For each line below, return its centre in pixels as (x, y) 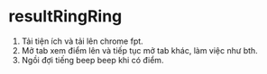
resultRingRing (65, 16)
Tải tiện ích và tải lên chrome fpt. (82, 41)
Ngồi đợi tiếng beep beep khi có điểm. (92, 60)
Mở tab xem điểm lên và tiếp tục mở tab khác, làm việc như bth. (139, 50)
